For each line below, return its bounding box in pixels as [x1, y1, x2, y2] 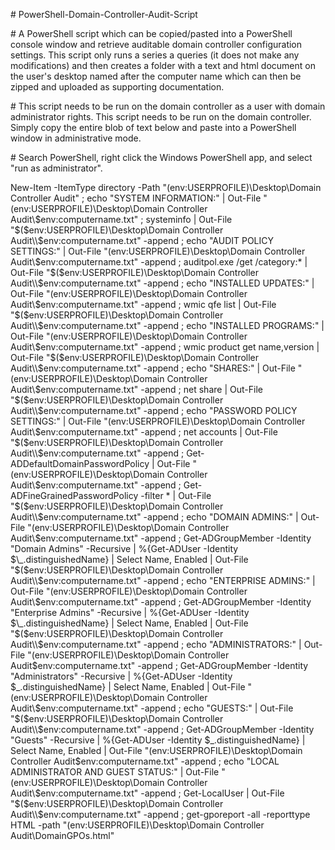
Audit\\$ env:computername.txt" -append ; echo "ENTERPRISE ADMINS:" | [10, 575, 316, 586]
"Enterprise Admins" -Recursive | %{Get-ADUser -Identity [10, 607, 250, 618]
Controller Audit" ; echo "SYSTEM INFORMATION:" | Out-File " [10, 192, 268, 204]
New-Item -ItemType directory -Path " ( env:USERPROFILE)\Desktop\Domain [10, 182, 322, 193]
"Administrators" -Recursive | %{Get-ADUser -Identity [10, 670, 233, 682]
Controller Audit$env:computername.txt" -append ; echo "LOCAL [10, 755, 280, 767]
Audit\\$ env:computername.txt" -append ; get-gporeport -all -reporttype [10, 809, 311, 820]
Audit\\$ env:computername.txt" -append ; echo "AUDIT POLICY [10, 235, 275, 246]
